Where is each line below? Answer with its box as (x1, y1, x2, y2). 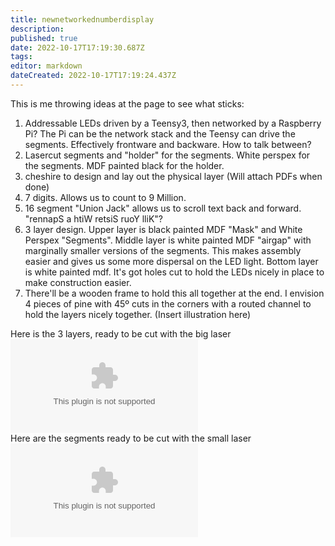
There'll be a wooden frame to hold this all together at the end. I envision (24, 287, 325, 299)
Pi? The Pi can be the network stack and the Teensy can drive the (24, 127, 296, 140)
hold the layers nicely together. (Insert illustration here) (24, 308, 252, 320)
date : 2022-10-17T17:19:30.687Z (10, 42, 145, 53)
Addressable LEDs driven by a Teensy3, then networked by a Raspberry (24, 117, 322, 129)
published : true (10, 33, 78, 43)
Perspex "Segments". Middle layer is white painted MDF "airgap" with (24, 234, 312, 246)
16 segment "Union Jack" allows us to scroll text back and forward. (24, 202, 302, 214)
